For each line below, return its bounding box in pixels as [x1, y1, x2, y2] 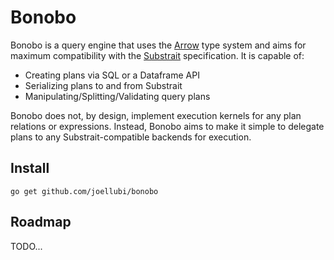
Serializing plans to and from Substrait [24, 79, 183, 91]
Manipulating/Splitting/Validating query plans [24, 90, 211, 102]
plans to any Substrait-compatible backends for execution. [10, 131, 252, 143]
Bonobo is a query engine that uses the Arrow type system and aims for [10, 39, 307, 51]
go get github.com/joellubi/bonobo [10, 186, 159, 196]
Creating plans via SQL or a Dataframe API [24, 69, 200, 81]
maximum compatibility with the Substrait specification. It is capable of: [10, 49, 305, 61]
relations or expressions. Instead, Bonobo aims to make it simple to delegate [10, 120, 325, 132]
